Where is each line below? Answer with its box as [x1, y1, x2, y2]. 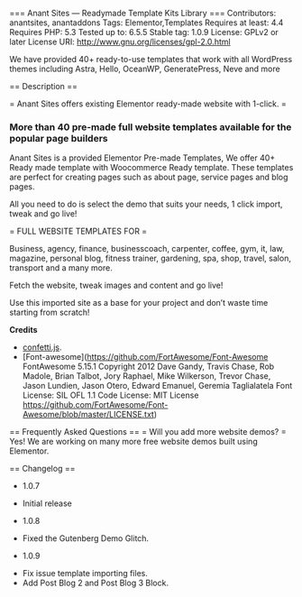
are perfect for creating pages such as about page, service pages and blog [9, 171, 288, 183]
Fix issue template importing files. [22, 568, 149, 579]
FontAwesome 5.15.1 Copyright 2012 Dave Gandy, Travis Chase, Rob [22, 361, 275, 372]
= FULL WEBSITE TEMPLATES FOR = [9, 225, 148, 237]
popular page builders [9, 132, 108, 144]
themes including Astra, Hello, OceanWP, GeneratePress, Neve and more [9, 63, 281, 74]
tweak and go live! [9, 208, 78, 219]
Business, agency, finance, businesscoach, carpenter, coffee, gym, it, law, [9, 243, 285, 254]
